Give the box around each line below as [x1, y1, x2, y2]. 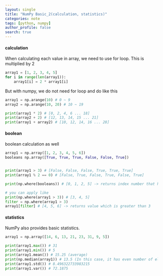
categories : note [5, 16, 40, 21]
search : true [5, 30, 32, 35]
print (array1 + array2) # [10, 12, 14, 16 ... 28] [5, 120, 110, 125]
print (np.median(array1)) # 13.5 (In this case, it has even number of [5, 257, 153, 262]
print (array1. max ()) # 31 [5, 243, 57, 248]
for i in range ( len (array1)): [5, 75, 66, 80]
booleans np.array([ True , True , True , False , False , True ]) [5, 155, 130, 160]
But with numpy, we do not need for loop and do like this [5, 88, 118, 94]
